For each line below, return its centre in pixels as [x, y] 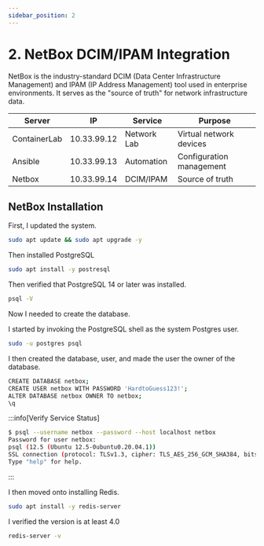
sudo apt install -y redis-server [65, 506]
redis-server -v [35, 536]
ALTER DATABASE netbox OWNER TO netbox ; [75, 396]
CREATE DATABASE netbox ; [49, 381]
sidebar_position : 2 [42, 15]
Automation [146, 161]
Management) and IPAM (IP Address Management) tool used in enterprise [128, 84]
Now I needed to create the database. [70, 314]
